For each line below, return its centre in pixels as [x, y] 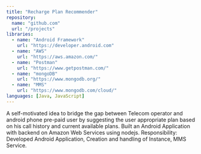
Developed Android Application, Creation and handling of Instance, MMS [96, 139]
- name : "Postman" [35, 62]
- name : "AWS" [29, 51]
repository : [21, 18]
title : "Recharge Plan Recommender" [52, 12]
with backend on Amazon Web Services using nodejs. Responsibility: [92, 132]
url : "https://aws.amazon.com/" [57, 57]
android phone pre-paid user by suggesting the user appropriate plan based [101, 120]
